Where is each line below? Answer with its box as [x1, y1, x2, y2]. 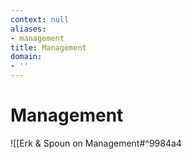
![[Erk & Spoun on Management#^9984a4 [10, 137, 182, 149]
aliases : [10, 24, 47, 34]
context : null [10, 14, 70, 25]
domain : [10, 52, 43, 62]
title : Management [10, 42, 87, 53]
